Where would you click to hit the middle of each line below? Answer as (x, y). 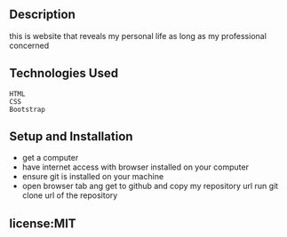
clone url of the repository (70, 195)
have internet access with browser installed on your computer (135, 167)
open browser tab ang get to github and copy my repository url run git (150, 186)
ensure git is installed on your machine (93, 177)
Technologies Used (64, 73)
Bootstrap (28, 109)
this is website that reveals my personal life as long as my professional (138, 36)
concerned (29, 45)
